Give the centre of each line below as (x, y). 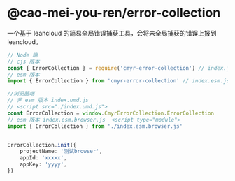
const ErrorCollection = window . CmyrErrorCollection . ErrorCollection (111, 113)
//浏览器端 (21, 94)
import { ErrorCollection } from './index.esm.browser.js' (95, 126)
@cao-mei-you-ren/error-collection (114, 13)
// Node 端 (23, 55)
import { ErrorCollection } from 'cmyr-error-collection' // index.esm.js (119, 81)
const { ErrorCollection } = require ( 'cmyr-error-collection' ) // (106, 68)
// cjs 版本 (23, 61)
